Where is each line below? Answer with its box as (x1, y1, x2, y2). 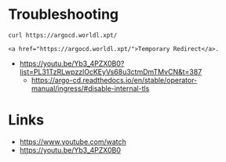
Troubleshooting (8, 5, 119, 23)
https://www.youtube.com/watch (19, 137, 127, 146)
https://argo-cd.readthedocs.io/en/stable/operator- (31, 75, 198, 85)
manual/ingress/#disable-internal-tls (31, 84, 150, 93)
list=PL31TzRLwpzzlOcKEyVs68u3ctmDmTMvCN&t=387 (19, 67, 202, 76)
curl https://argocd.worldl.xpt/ (8, 31, 118, 39)
